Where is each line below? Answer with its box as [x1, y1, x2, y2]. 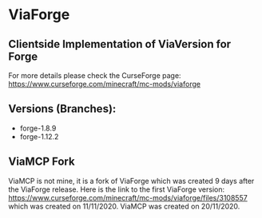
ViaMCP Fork [8, 155, 75, 169]
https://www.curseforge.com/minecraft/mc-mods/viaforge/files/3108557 [8, 193, 248, 202]
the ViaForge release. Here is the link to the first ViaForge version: [8, 185, 225, 194]
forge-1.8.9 [19, 123, 57, 133]
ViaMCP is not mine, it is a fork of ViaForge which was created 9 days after [8, 176, 255, 185]
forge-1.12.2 [19, 131, 59, 141]
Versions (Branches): [8, 102, 117, 116]
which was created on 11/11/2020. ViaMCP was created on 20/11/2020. [8, 201, 240, 211]
